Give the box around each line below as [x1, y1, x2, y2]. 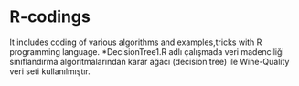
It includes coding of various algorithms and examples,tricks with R [9, 37, 262, 48]
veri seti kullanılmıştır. [9, 66, 91, 77]
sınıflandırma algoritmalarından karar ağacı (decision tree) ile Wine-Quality [9, 56, 290, 67]
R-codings [9, 6, 91, 27]
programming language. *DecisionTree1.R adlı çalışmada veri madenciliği [9, 46, 284, 57]
